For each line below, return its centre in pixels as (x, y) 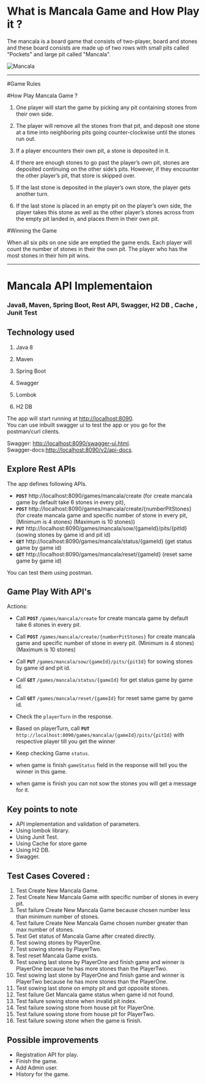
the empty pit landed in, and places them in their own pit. (87, 219)
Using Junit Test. (37, 837)
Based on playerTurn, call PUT (53, 728)
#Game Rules (24, 83)
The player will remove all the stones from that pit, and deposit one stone (108, 125)
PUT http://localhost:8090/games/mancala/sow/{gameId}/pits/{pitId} (101, 528)
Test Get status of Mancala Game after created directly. (86, 936)
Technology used (41, 333)
